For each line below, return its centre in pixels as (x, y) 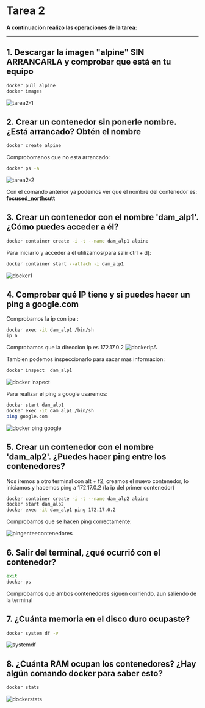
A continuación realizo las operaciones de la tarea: (72, 27)
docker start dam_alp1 (35, 405)
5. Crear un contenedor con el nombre (80, 447)
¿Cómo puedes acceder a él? (63, 227)
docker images (24, 91)
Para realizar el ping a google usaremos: (57, 394)
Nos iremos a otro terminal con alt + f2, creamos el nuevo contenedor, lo (98, 481)
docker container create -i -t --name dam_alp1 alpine (77, 241)
